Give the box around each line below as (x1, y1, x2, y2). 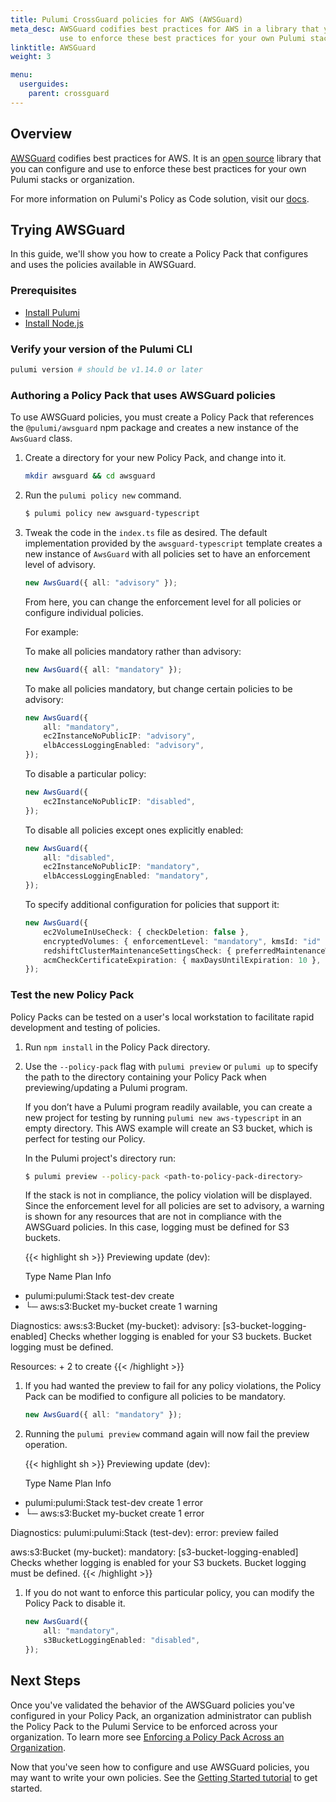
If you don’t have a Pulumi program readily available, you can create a (24, 1101, 313, 1113)
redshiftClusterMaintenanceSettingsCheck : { (43, 946, 232, 956)
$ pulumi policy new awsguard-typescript (24, 509, 201, 519)
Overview (10, 126, 73, 143)
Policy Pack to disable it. (24, 1597, 126, 1610)
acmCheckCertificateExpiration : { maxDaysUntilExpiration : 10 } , (43, 955, 322, 965)
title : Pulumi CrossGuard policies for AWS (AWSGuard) (10, 14, 244, 25)
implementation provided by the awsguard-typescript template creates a (24, 537, 323, 549)
